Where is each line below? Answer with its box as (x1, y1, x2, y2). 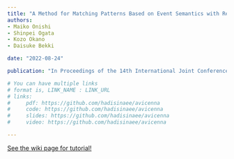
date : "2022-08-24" (7, 55, 64, 62)
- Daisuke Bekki (7, 42, 54, 49)
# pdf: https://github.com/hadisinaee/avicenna (7, 99, 160, 106)
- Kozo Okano (7, 36, 45, 43)
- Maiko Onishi (7, 23, 52, 30)
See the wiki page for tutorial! (7, 144, 92, 152)
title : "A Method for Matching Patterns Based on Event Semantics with (7, 10, 219, 17)
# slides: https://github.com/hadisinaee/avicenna (7, 112, 170, 119)
